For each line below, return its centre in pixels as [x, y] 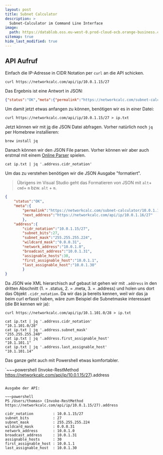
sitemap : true [19, 37]
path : [15, 32]
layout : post [18, 10]
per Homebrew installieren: [32, 132]
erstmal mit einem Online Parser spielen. [45, 155]
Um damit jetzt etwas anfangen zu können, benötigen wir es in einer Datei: [80, 109]
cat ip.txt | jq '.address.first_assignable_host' [57, 339]
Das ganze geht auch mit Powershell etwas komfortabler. [62, 360]
